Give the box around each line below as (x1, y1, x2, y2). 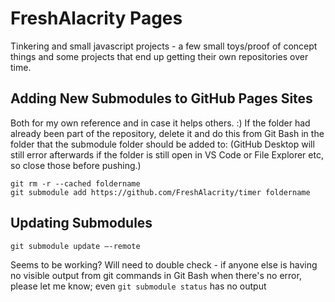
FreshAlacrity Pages (10, 7, 183, 30)
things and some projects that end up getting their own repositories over (10, 50, 309, 62)
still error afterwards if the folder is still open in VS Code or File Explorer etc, (10, 148, 324, 161)
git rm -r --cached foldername (10, 178, 141, 189)
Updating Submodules (10, 215, 153, 232)
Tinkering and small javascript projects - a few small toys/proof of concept (10, 40, 318, 52)
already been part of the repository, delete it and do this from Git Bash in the (10, 127, 325, 139)
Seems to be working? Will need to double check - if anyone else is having (10, 258, 318, 271)
